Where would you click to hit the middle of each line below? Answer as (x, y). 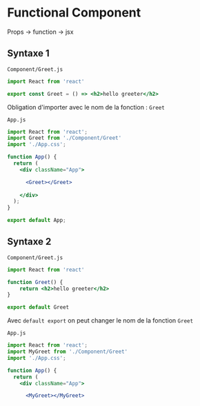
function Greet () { (35, 282)
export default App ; (37, 221)
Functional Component (74, 13)
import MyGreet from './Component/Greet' (68, 352)
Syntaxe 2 (29, 242)
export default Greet (38, 307)
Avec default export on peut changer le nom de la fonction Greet (100, 321)
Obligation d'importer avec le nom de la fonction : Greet (86, 107)
